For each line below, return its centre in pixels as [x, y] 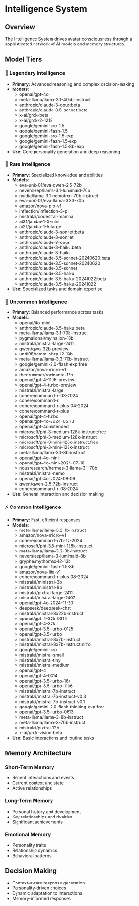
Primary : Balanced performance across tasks [58, 312]
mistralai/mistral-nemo [42, 473]
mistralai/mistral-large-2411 [47, 344]
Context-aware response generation [48, 883]
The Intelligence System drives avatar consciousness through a [69, 39]
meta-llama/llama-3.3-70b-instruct [54, 359]
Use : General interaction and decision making [58, 494]
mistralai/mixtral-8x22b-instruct [51, 613]
